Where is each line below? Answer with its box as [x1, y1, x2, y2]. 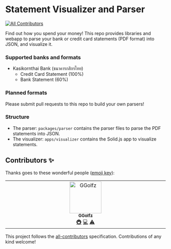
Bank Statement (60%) [20, 76, 69, 82]
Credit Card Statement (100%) [20, 71, 84, 77]
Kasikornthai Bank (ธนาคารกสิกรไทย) [12, 65, 83, 72]
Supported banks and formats [5, 53, 81, 61]
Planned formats [5, 89, 47, 96]
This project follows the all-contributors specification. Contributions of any [5, 233, 162, 239]
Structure [5, 114, 30, 121]
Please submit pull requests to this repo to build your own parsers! [5, 101, 145, 107]
